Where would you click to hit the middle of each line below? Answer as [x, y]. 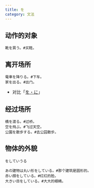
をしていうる [16, 161]
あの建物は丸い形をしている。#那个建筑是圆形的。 [48, 171]
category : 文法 [20, 14]
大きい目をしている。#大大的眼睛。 [35, 181]
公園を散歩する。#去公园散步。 [32, 132]
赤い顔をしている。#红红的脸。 [32, 176]
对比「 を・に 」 [27, 92]
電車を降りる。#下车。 [24, 77]
